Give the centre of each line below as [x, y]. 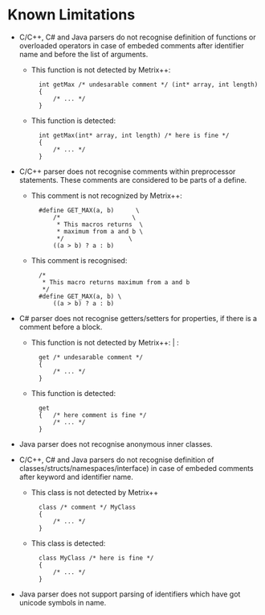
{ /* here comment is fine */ [92, 415]
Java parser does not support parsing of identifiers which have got [130, 594]
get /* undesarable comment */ [91, 357]
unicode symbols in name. [63, 602]
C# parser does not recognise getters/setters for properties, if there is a [138, 318]
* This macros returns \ [100, 224]
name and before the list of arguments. [84, 54]
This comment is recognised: [79, 260]
